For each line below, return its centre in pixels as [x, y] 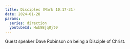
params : [13, 18]
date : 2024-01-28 [23, 14]
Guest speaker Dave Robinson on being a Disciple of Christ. [65, 41]
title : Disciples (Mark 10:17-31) [40, 9]
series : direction [28, 23]
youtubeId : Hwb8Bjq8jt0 [33, 28]
